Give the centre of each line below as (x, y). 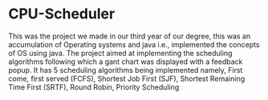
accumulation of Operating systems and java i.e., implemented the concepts (134, 44)
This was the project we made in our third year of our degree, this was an (130, 36)
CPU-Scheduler (62, 14)
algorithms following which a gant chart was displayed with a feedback (126, 62)
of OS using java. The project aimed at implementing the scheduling (120, 53)
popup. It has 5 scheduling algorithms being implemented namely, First (126, 70)
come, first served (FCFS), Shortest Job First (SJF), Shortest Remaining (127, 78)
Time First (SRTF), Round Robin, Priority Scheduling (94, 87)
